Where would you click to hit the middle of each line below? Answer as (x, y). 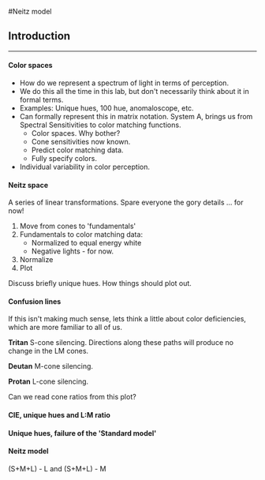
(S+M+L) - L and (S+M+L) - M (57, 468)
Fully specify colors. (64, 159)
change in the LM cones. (49, 351)
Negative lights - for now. (73, 251)
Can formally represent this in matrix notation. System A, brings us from (136, 117)
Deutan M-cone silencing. (50, 366)
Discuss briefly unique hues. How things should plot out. (100, 283)
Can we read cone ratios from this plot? (72, 397)
